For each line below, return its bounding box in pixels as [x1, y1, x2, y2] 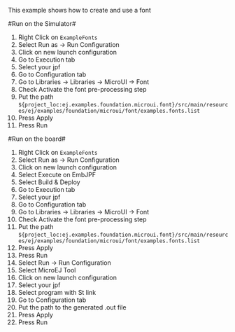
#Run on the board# [8, 134, 66, 143]
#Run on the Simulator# [8, 20, 76, 27]
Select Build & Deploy [17, 178, 80, 186]
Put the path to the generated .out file [17, 303, 127, 311]
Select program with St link [17, 289, 97, 296]
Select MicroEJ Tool [17, 266, 76, 274]
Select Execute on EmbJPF [17, 171, 97, 179]
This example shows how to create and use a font [8, 6, 151, 14]
